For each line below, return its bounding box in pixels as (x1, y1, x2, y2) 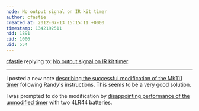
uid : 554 (6, 42, 28, 48)
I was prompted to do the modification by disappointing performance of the (6, 92, 190, 99)
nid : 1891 (6, 31, 31, 37)
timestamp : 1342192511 (6, 25, 62, 31)
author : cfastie (6, 14, 46, 20)
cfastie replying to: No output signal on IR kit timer (6, 57, 129, 65)
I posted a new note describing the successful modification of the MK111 (6, 74, 182, 81)
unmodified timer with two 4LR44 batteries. (6, 99, 113, 106)
